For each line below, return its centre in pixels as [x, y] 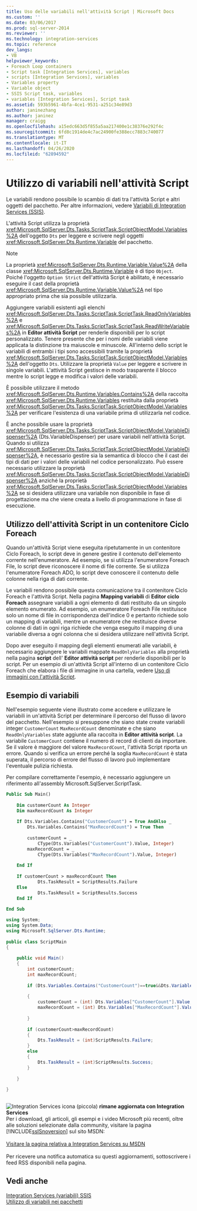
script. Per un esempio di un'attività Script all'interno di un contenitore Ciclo [97, 664]
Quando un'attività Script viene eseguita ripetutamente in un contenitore [93, 548]
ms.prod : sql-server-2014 [38, 28]
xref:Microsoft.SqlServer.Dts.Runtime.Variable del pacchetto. [80, 242]
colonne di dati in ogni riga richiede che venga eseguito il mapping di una [94, 628]
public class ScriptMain [36, 942]
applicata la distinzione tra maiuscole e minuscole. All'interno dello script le [97, 345]
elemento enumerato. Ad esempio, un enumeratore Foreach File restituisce [96, 609]
